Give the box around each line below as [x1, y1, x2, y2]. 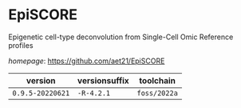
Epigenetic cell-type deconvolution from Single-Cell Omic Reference [8, 32, 234, 42]
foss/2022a [136, 88, 178, 98]
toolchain [139, 74, 176, 86]
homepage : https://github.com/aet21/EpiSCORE [8, 56, 165, 66]
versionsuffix [77, 74, 129, 86]
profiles [8, 40, 34, 50]
